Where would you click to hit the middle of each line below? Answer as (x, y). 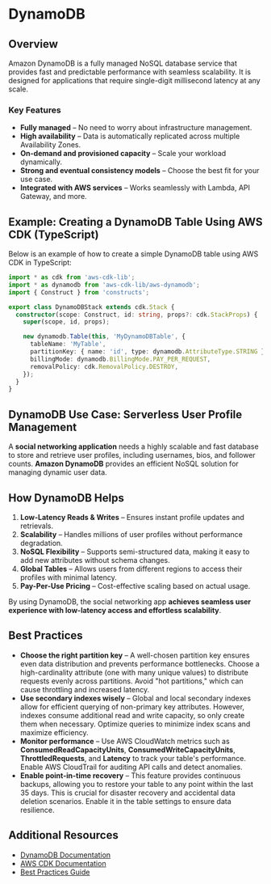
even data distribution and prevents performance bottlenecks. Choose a (140, 663)
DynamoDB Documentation (65, 855)
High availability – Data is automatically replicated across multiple (130, 136)
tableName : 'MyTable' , (68, 345)
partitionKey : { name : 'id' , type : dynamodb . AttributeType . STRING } (147, 352)
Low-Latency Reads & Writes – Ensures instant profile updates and (132, 517)
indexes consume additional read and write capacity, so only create (132, 715)
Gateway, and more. (53, 197)
